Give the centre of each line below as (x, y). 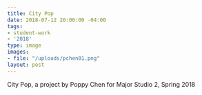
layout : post (26, 65)
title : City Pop (30, 13)
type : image (24, 45)
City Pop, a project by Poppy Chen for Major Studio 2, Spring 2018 (101, 84)
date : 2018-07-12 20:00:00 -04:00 (57, 20)
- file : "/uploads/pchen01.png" (53, 59)
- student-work (29, 33)
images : (18, 52)
